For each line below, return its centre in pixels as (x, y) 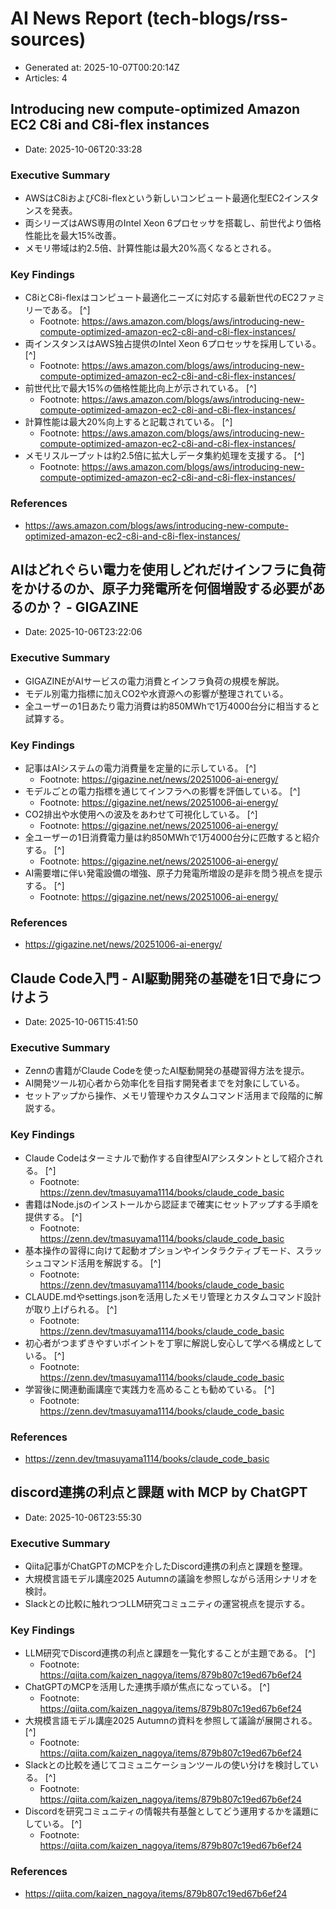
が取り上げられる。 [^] (71, 1309)
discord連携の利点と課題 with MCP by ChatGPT (159, 1492)
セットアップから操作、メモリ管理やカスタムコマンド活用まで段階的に (169, 1096)
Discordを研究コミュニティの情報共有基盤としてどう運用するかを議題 (167, 1811)
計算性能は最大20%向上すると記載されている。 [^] (128, 422)
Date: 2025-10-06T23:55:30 (83, 1517)
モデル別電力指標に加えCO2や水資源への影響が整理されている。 (156, 693)
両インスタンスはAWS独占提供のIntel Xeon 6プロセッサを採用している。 (173, 344)
